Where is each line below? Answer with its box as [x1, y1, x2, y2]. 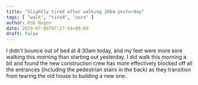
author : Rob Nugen [6, 20, 52, 26]
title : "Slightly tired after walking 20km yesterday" [6, 8, 145, 15]
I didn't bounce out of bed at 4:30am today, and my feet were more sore [6, 47, 183, 54]
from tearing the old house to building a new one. [6, 73, 127, 80]
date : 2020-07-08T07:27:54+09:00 [6, 25, 89, 32]
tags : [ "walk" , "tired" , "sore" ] [6, 14, 94, 20]
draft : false [6, 31, 39, 37]
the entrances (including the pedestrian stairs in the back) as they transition [6, 66, 191, 73]
